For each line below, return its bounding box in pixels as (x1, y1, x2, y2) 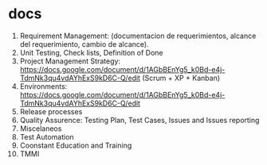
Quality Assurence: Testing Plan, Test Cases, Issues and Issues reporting (19, 115, 260, 125)
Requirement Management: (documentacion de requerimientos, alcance (19, 31, 257, 40)
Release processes (19, 106, 83, 116)
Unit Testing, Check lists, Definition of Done (19, 48, 163, 57)
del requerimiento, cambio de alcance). (19, 39, 149, 48)
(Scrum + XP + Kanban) (142, 73, 221, 82)
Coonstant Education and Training (19, 140, 132, 150)
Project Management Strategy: (19, 56, 121, 66)
